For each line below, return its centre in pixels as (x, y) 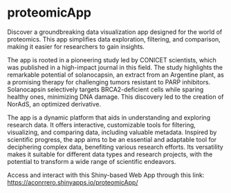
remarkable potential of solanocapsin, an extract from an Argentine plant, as (116, 75)
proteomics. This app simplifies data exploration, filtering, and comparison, (114, 39)
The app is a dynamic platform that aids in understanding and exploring (109, 117)
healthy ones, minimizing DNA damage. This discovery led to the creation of (115, 96)
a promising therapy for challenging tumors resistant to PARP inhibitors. (109, 82)
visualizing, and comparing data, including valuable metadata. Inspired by (112, 132)
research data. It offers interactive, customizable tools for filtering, (101, 125)
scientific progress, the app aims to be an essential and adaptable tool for (112, 139)
